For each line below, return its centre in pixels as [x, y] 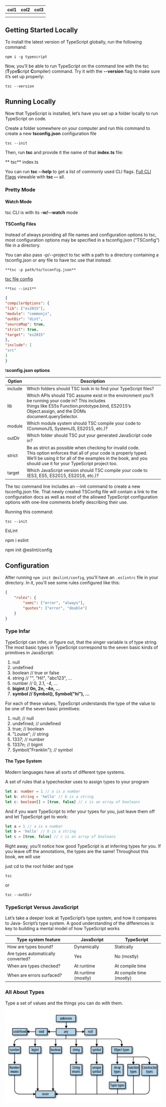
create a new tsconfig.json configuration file [51, 134]
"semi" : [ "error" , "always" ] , [54, 603]
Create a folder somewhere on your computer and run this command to [78, 128]
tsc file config [19, 279]
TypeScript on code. [26, 119]
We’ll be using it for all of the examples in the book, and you [87, 458]
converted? [19, 959]
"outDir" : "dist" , [24, 319]
